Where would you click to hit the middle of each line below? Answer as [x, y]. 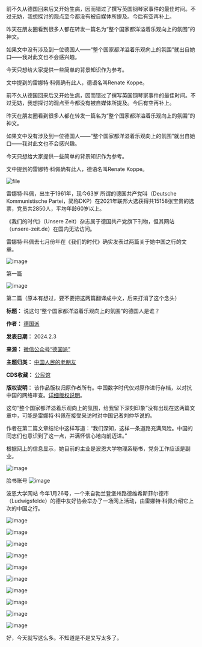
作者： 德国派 [23, 323]
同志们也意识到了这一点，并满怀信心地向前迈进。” [67, 436]
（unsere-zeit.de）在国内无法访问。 [51, 229]
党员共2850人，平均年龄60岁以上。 [61, 209]
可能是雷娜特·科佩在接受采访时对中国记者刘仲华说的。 [89, 415]
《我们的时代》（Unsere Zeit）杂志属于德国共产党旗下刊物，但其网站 [90, 221]
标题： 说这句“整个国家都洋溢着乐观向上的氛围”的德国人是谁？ [83, 311]
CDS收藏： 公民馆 [29, 375]
